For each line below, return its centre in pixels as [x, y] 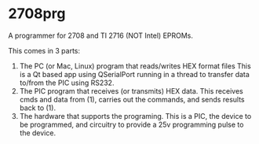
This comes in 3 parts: [44, 50]
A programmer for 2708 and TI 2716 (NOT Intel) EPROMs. [101, 35]
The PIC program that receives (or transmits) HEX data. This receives [131, 90]
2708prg [37, 14]
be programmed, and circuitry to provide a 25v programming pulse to [131, 124]
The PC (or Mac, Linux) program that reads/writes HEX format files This [135, 66]
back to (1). [38, 108]
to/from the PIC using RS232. [67, 83]
